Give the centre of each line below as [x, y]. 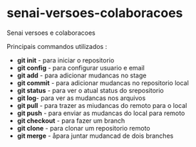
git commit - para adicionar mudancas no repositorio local [103, 82]
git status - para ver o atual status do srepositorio [91, 90]
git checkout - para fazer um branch [71, 120]
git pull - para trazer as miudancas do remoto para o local [102, 105]
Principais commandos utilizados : [57, 46]
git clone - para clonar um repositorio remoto [83, 128]
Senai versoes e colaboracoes [51, 33]
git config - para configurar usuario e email [81, 67]
